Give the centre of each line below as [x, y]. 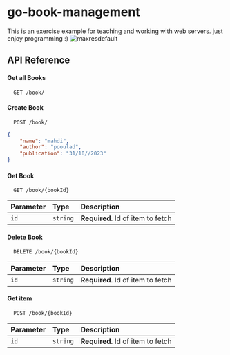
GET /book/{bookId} [41, 191]
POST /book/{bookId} [43, 313]
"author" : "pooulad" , [50, 147]
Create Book [25, 108]
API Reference [39, 60]
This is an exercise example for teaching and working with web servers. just [115, 31]
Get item [20, 298]
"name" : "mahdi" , [45, 141]
